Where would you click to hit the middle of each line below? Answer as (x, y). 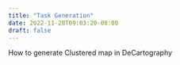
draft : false (30, 30)
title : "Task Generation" (51, 15)
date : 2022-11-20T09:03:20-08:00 (63, 23)
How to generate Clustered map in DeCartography (90, 53)
